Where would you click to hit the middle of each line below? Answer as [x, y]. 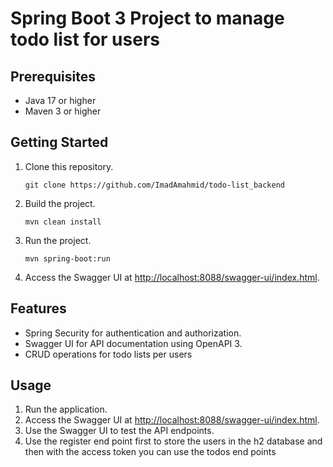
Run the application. [66, 409]
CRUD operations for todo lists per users [108, 354]
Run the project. [58, 240]
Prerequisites [53, 76]
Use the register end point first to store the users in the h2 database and [173, 441]
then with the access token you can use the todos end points [150, 452]
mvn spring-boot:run [67, 258]
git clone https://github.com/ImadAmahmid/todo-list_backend [155, 185]
